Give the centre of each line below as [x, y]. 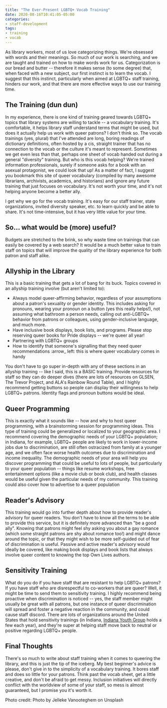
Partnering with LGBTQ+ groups [45, 341]
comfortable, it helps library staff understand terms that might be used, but [82, 128]
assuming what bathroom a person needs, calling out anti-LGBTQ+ [81, 314]
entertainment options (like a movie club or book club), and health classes [81, 474]
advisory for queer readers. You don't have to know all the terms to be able [82, 517]
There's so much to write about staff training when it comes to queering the [83, 658]
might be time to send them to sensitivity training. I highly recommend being [83, 593]
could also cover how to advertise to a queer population [63, 485]
